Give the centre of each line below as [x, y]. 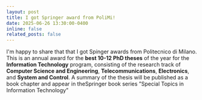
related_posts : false [34, 35]
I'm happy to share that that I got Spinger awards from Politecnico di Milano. [102, 52]
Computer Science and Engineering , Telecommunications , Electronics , [98, 71]
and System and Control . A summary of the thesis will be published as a [97, 78]
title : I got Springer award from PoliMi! [61, 18]
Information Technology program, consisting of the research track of [94, 65]
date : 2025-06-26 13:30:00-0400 [47, 23]
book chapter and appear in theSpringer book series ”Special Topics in [95, 84]
